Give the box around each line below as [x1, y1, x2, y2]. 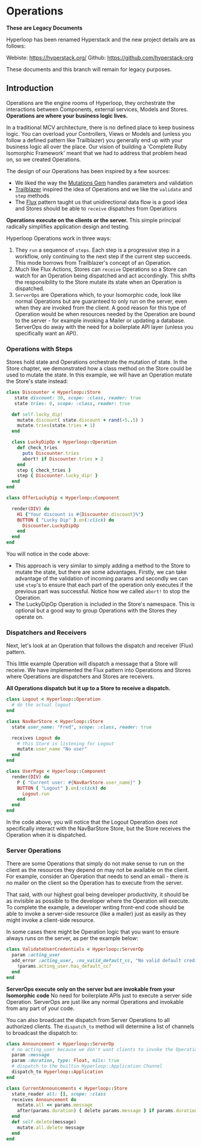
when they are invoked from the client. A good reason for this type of [14, 303, 186, 311]
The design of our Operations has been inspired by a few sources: [6, 167, 170, 174]
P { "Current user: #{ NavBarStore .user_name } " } [17, 780, 141, 786]
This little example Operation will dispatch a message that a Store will [6, 660, 178, 667]
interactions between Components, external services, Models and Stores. [6, 106, 188, 113]
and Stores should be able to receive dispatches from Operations [14, 205, 177, 212]
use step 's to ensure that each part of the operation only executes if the [14, 581, 194, 589]
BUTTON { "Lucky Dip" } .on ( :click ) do [17, 517, 114, 523]
